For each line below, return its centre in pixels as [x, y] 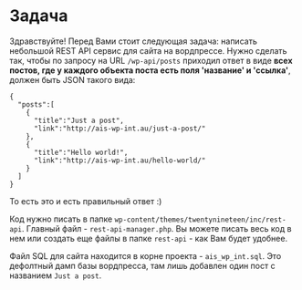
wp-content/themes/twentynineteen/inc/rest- [200, 220]
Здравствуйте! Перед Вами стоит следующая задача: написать [133, 41]
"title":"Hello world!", [81, 152]
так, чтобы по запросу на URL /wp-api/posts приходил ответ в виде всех [151, 60]
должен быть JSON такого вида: [73, 79]
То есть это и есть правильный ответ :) [86, 201]
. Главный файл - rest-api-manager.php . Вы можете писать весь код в [156, 228]
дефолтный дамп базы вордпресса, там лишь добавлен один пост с [142, 265]
